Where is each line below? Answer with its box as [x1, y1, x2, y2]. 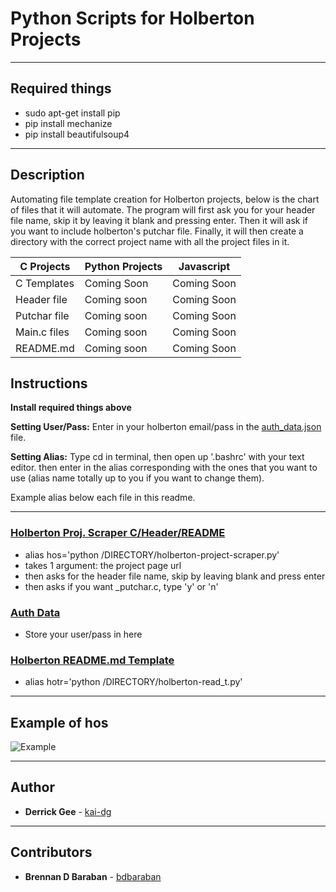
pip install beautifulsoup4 [24, 128, 130, 140]
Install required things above [10, 402, 132, 414]
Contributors [10, 844, 93, 861]
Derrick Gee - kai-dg [24, 805, 112, 817]
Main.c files [15, 325, 70, 339]
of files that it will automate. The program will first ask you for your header [10, 203, 316, 216]
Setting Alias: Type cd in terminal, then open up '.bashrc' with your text [10, 451, 305, 463]
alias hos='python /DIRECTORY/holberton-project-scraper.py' [24, 548, 280, 561]
